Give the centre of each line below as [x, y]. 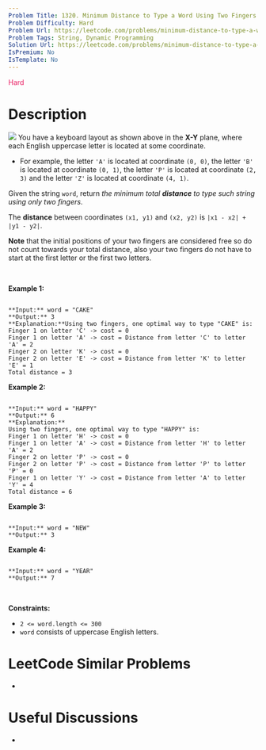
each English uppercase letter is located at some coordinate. [107, 145]
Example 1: [27, 288]
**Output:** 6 [32, 415]
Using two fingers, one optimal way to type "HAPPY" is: [104, 429]
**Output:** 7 [32, 578]
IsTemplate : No [33, 60]
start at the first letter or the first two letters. [80, 258]
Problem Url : [30, 30]
